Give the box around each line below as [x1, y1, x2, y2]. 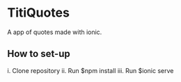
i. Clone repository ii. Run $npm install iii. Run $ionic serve [7, 66, 174, 74]
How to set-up [7, 48, 71, 60]
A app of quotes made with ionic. [7, 28, 102, 36]
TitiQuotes [7, 5, 70, 21]
